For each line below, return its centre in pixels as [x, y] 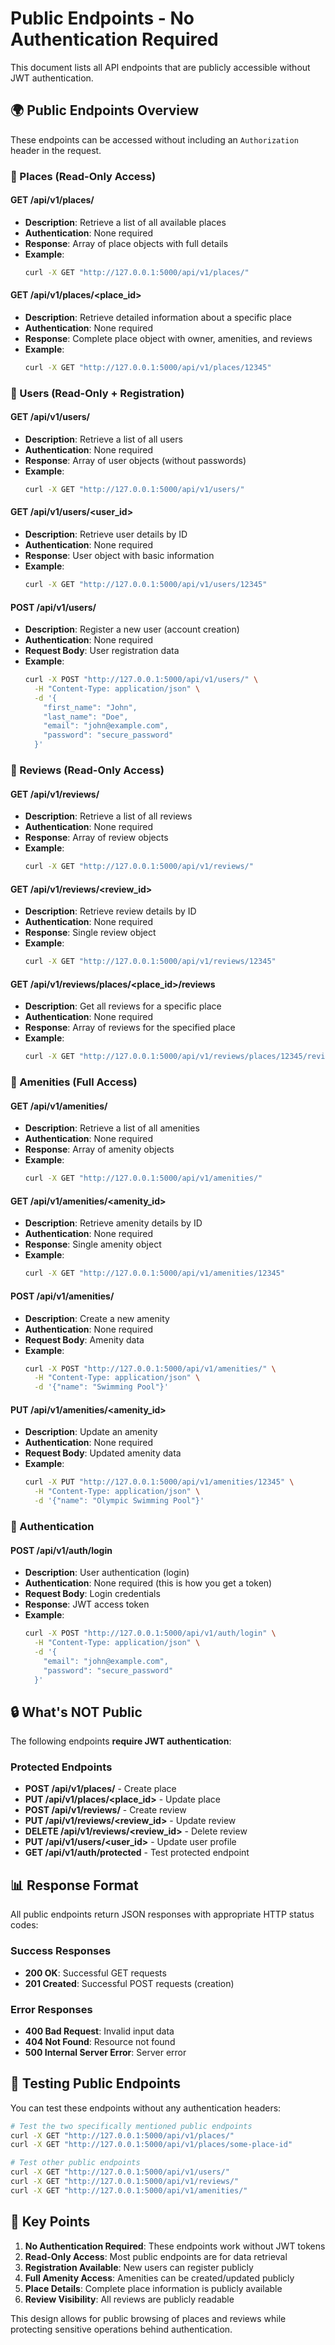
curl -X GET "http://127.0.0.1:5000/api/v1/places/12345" [148, 367]
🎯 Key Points [50, 2222]
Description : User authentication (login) [107, 1573]
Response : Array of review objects [96, 838]
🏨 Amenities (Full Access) [74, 1082]
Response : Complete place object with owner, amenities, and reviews [168, 338]
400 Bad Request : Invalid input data [99, 2031]
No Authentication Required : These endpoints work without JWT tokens [175, 2246]
